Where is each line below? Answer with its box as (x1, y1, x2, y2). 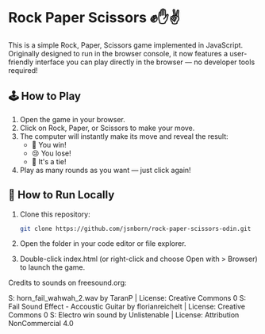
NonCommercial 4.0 (8, 319, 74, 328)
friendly (8, 57, 34, 67)
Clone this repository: (19, 209, 90, 219)
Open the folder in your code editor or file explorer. (19, 239, 186, 248)
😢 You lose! (31, 148, 71, 158)
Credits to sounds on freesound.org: (8, 278, 127, 288)
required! (8, 65, 38, 75)
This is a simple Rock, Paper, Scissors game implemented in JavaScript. (8, 40, 244, 50)
